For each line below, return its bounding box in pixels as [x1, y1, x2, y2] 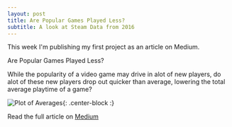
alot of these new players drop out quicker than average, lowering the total [7, 78, 226, 86]
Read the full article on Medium [7, 112, 99, 121]
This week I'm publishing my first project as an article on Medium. [7, 43, 200, 52]
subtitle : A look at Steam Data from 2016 [7, 23, 135, 30]
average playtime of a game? [7, 85, 92, 94]
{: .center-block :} [62, 99, 115, 107]
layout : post [7, 10, 46, 18]
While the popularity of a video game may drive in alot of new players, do [7, 70, 221, 78]
